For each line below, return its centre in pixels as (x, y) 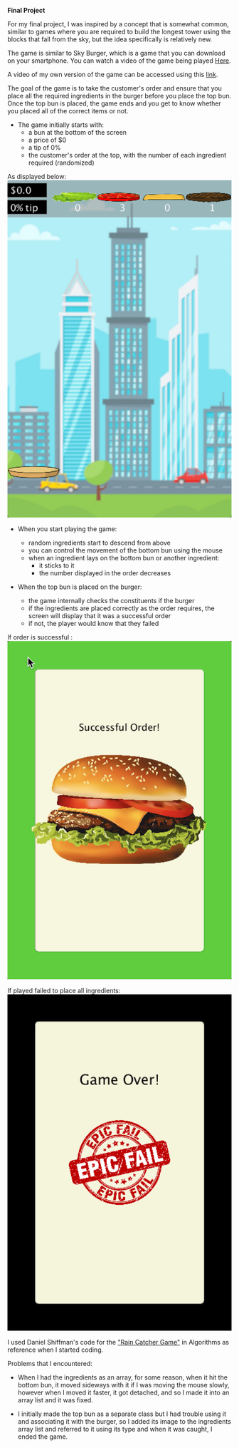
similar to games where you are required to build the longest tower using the (119, 32)
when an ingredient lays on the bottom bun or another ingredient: (124, 558)
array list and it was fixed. (55, 1400)
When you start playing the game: (67, 529)
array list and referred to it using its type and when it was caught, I (115, 1429)
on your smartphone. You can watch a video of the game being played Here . (119, 61)
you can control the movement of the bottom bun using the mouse (125, 550)
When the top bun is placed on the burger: (80, 587)
